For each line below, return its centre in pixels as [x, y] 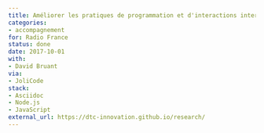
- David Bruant [33, 66]
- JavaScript [29, 110]
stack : [19, 88]
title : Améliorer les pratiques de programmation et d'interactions [123, 15]
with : [17, 59]
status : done [29, 45]
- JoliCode [26, 81]
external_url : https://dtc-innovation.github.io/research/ [107, 117]
